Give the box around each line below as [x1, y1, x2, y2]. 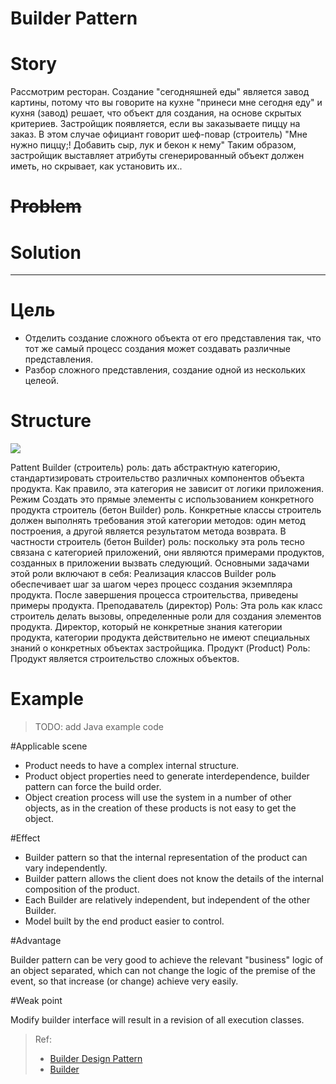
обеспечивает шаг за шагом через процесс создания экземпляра [10, 578, 293, 591]
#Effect [10, 832, 41, 844]
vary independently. [24, 862, 108, 874]
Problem [10, 195, 82, 218]
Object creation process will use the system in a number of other [24, 792, 292, 804]
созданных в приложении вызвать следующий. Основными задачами [10, 557, 310, 569]
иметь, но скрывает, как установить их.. [10, 160, 183, 172]
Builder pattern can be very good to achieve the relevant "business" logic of [10, 954, 324, 966]
